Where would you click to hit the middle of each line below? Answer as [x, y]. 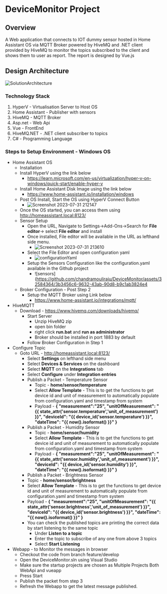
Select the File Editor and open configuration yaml [79, 252]
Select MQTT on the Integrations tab [65, 369]
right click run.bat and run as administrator [80, 332]
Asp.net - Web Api [31, 123]
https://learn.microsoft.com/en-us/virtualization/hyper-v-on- [89, 179]
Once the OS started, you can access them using [70, 210]
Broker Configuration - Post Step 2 [55, 290]
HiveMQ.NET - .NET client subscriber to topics [60, 134]
